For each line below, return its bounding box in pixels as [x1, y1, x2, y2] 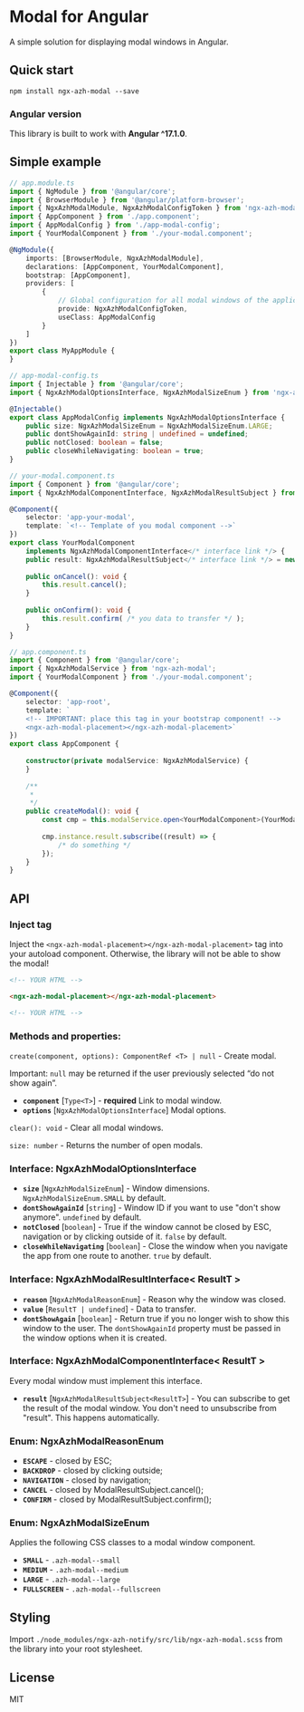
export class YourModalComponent [9, 538, 136, 547]
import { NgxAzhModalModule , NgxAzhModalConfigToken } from [9, 204, 242, 213]
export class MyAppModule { [9, 346, 116, 355]
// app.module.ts [9, 179, 75, 188]
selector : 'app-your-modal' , [25, 513, 136, 522]
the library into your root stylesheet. [9, 1643, 143, 1655]
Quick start [9, 63, 74, 78]
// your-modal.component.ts [9, 471, 116, 480]
